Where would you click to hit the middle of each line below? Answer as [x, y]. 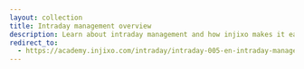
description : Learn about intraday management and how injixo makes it [147, 34]
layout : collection [46, 17]
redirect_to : [34, 43]
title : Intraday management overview [81, 26]
